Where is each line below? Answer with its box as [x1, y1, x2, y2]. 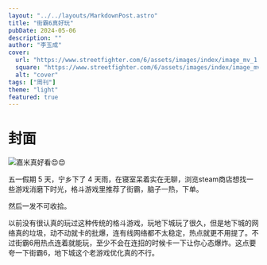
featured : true [8, 93, 59, 101]
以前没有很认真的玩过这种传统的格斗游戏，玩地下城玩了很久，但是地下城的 [8, 218, 252, 228]
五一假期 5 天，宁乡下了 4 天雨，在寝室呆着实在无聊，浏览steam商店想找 [8, 174, 247, 184]
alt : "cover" [15, 71, 59, 79]
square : [15, 64, 41, 72]
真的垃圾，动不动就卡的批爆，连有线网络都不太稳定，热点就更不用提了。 [14, 228, 252, 238]
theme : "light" [8, 85, 59, 94]
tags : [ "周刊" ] [8, 78, 56, 86]
